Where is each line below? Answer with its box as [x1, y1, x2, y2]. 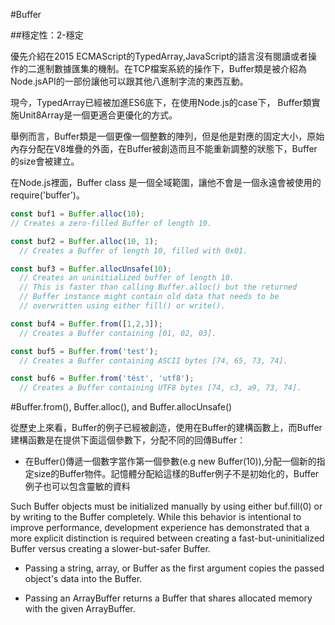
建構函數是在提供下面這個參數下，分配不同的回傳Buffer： [10, 434, 247, 446]
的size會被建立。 [10, 155, 80, 167]
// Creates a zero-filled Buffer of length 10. [10, 218, 213, 228]
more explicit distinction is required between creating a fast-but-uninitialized [10, 532, 325, 544]
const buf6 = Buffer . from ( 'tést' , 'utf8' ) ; [10, 374, 195, 384]
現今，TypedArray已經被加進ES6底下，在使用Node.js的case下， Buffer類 [10, 97, 312, 108]
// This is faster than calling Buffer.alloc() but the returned [19, 282, 298, 293]
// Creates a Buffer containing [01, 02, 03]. [19, 328, 217, 338]
